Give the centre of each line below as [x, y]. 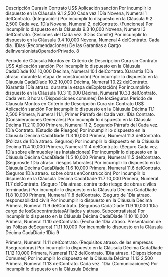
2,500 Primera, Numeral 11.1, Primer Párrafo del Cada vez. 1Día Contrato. [80, 114]
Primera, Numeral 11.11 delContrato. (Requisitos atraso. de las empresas [79, 242]
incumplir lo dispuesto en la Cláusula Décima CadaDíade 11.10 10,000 [77, 216]
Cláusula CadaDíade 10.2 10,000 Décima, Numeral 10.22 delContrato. [77, 82]
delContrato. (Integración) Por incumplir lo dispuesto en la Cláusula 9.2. [79, 18]
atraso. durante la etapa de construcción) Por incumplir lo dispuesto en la [81, 77]
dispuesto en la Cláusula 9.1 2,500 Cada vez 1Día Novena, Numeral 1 [76, 13]
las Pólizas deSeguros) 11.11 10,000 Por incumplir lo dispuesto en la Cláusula [84, 227]
